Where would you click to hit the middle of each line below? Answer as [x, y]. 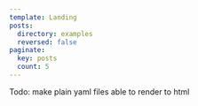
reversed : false [47, 42]
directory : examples [55, 34]
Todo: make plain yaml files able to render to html [99, 91]
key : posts [37, 58]
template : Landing [43, 17]
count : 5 [33, 67]
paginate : [28, 50]
